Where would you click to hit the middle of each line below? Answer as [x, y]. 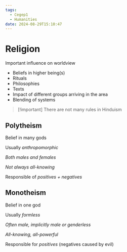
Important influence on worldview [40, 63]
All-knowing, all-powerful [32, 234]
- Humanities [24, 19]
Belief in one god [23, 205]
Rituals [19, 78]
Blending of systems [34, 100]
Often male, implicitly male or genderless [48, 224]
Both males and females [31, 157]
